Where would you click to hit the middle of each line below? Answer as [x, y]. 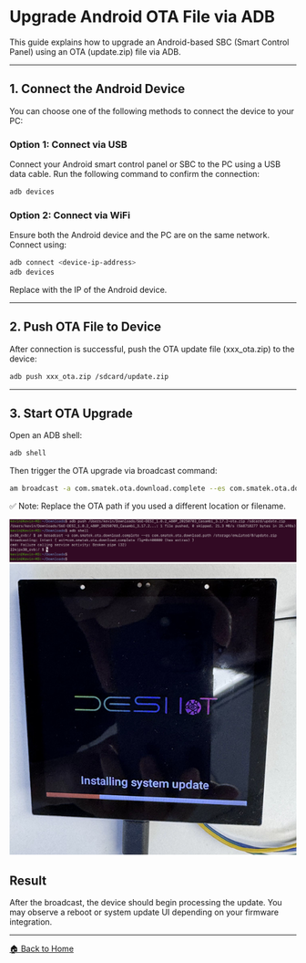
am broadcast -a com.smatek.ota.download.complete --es [117, 489]
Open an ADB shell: [46, 435]
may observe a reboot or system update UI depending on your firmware [144, 912]
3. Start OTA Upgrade [71, 414]
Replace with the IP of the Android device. [88, 289]
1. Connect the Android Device [97, 89]
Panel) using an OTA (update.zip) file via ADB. [96, 51]
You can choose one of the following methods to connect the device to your [152, 110]
